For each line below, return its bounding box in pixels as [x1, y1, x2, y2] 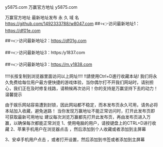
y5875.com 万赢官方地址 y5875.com [5, 4, 78, 10]
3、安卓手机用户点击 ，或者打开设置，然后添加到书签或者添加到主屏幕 [5, 137, 145, 142]
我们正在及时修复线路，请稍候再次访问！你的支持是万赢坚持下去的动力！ [13, 86, 158, 91]
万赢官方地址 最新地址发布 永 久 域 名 [5, 15, 79, 20]
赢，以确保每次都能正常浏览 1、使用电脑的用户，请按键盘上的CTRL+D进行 [5, 120, 152, 126]
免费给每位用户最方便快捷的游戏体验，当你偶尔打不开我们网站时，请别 [9, 79, 149, 85]
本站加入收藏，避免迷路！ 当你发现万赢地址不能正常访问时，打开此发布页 [5, 108, 151, 113]
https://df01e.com [5, 28, 41, 33]
